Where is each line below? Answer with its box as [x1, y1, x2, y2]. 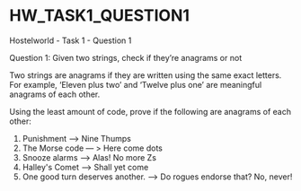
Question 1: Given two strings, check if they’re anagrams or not [9, 52, 243, 63]
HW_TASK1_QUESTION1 [9, 5, 190, 26]
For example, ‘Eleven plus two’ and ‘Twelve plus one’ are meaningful [9, 79, 262, 90]
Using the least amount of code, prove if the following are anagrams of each [9, 106, 292, 117]
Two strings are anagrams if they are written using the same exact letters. [9, 69, 282, 81]
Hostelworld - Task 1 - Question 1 [9, 35, 132, 46]
